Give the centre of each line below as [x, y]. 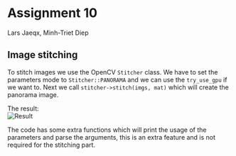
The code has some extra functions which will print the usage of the [107, 130]
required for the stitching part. [52, 145]
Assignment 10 [53, 13]
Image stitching [43, 55]
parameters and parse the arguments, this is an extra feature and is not [111, 137]
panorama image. [33, 94]
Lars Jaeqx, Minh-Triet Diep [48, 33]
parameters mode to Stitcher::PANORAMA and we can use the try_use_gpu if [117, 79]
